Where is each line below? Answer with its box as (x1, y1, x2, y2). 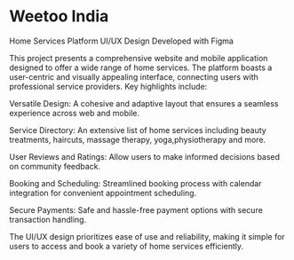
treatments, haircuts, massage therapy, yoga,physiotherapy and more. (9, 134, 266, 145)
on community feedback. (9, 161, 101, 171)
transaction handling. (9, 214, 87, 225)
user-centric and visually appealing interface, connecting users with (9, 71, 259, 82)
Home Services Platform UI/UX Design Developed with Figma (9, 35, 234, 46)
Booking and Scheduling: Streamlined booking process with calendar (9, 177, 262, 188)
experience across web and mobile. (9, 107, 140, 118)
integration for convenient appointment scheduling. (9, 187, 197, 198)
